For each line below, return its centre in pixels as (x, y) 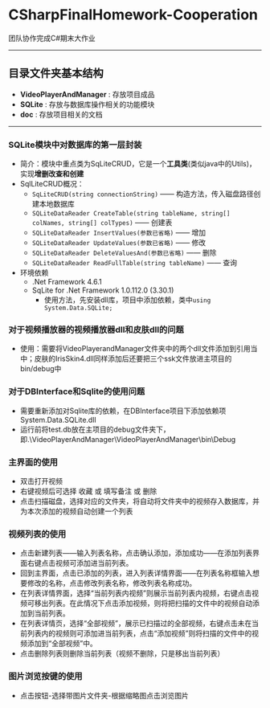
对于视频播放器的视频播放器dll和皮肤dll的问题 (96, 329)
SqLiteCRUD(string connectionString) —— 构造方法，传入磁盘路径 (143, 194)
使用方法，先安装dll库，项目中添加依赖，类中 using (127, 300)
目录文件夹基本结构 (56, 74)
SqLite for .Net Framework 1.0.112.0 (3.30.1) (103, 290)
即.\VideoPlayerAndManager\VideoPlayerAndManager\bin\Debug (128, 439)
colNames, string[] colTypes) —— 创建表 (102, 223)
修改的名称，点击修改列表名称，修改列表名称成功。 (112, 583)
